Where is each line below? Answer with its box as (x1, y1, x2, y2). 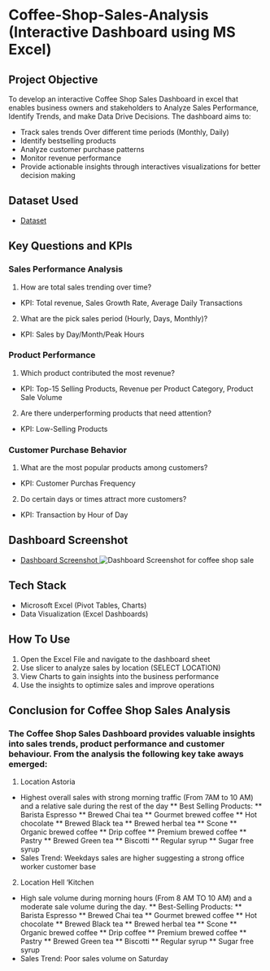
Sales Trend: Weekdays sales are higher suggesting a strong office (20, 853, 245, 863)
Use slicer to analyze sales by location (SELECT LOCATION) (20, 663, 221, 673)
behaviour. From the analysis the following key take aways (8, 748, 244, 760)
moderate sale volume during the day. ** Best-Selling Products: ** (20, 902, 242, 912)
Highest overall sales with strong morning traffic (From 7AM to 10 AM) (20, 793, 254, 803)
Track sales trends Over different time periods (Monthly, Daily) (20, 128, 229, 137)
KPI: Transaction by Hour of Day (20, 510, 128, 520)
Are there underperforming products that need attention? (20, 408, 211, 418)
